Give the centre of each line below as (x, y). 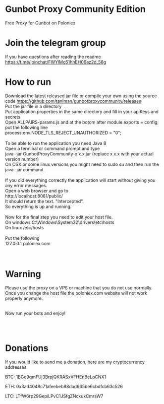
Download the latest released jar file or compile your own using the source (81, 96)
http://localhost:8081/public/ (34, 196)
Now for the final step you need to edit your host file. (59, 217)
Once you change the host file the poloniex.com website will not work (76, 293)
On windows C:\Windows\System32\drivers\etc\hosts (60, 222)
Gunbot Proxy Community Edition (76, 9)
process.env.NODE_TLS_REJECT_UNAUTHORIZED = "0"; (63, 133)
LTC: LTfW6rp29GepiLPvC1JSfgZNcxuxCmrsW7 (54, 396)
